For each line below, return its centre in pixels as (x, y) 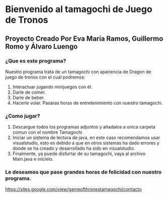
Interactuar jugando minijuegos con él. (52, 87)
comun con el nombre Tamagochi (47, 133)
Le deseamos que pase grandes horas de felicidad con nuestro (83, 172)
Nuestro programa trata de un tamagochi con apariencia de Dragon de (78, 72)
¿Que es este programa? (36, 60)
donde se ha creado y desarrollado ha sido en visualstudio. (74, 148)
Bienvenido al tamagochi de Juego (79, 9)
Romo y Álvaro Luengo (41, 46)
